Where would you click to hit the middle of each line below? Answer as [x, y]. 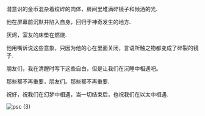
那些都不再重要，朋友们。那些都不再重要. [58, 82]
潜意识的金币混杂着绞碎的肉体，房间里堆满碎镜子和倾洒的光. [82, 9]
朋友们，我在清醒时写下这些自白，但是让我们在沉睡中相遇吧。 [84, 68]
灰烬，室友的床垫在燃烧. [37, 35]
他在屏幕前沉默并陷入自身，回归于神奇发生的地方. [69, 22]
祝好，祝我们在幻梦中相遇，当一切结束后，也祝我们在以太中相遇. [88, 94]
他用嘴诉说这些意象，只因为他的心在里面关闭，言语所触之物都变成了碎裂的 [100, 48]
